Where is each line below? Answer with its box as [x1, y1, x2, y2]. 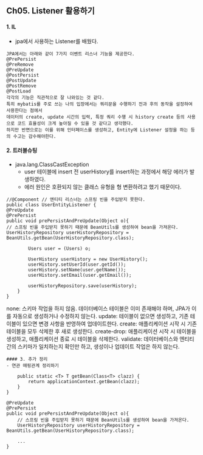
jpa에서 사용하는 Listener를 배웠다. [15, 37, 98, 44]
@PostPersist [6, 72, 40, 78]
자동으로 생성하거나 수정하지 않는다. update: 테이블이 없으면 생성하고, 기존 [12, 312, 189, 319]
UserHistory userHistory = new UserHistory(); [28, 256, 148, 262]
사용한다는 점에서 [6, 107, 43, 114]
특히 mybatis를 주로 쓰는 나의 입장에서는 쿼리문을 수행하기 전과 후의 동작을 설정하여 [6, 101, 193, 107]
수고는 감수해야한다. [13, 133, 57, 139]
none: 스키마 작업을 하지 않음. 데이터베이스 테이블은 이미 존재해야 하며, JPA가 [6, 305, 190, 312]
